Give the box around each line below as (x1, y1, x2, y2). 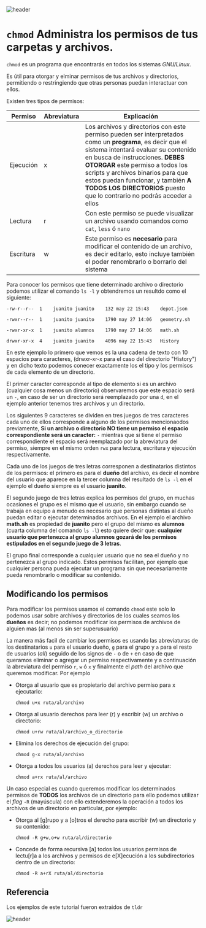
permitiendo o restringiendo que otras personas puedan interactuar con (6, 79, 188, 86)
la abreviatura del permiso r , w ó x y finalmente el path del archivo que (6, 663, 184, 670)
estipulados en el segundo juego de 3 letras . (6, 539, 121, 547)
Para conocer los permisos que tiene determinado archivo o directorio (6, 280, 184, 288)
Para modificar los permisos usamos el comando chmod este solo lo (6, 605, 176, 613)
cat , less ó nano (85, 224, 131, 233)
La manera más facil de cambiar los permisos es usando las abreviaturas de (6, 636, 198, 644)
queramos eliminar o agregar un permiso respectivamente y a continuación (6, 656, 196, 663)
